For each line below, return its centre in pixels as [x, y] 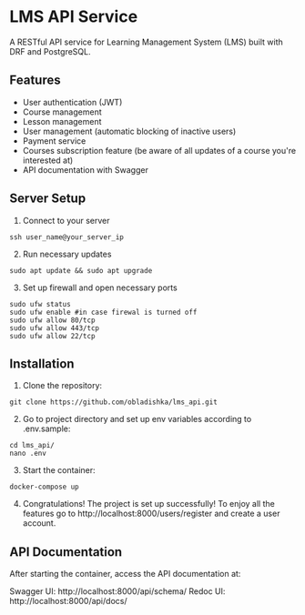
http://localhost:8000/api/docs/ [68, 601]
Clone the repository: [62, 386]
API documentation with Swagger [85, 169]
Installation [42, 363]
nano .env [28, 454]
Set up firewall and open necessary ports [100, 287]
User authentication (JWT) [72, 102]
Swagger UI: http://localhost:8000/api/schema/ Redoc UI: [117, 591]
